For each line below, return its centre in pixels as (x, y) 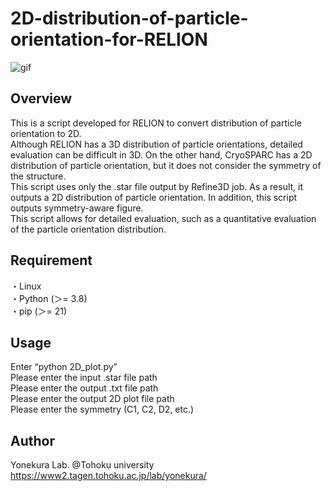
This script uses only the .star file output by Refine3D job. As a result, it (157, 186)
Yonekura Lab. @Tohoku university (82, 465)
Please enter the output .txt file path (84, 388)
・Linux (26, 286)
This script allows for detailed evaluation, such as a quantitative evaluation (163, 218)
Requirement (51, 260)
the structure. (38, 176)
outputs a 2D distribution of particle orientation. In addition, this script (154, 197)
